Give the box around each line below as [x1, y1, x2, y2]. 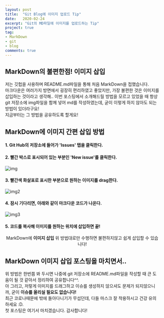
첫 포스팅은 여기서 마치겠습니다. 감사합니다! [5, 307, 88, 313]
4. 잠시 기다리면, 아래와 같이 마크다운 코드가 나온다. [5, 200, 102, 206]
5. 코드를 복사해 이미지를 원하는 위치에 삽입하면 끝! [5, 223, 101, 229]
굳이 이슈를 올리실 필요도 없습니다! [11, 289, 77, 295]
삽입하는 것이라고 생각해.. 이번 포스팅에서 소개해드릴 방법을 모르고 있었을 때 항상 [5, 93, 158, 99]
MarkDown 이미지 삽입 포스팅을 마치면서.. [5, 257, 127, 265]
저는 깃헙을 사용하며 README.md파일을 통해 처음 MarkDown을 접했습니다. [5, 81, 149, 87]
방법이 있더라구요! [5, 106, 40, 112]
